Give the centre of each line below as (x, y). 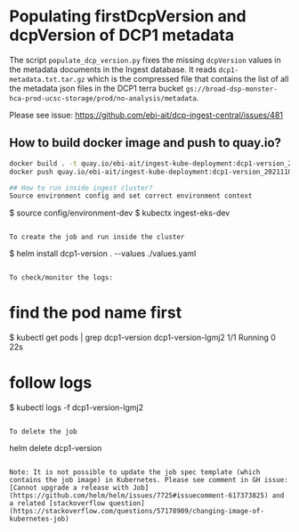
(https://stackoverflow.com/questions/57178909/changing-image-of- (137, 512)
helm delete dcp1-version (56, 448)
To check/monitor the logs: (61, 278)
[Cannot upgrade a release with (69, 488)
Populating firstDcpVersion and (128, 16)
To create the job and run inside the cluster (97, 238)
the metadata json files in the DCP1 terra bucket (97, 88)
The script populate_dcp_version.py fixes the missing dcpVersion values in (145, 60)
